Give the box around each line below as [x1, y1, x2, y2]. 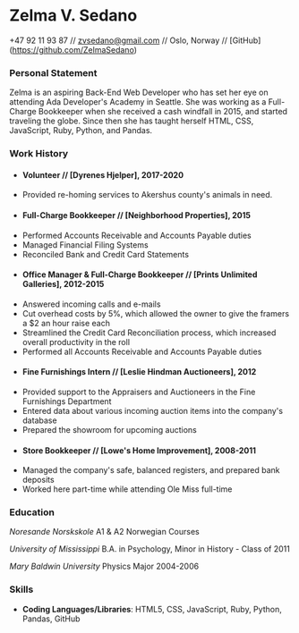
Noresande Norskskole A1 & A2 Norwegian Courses [9, 527, 200, 537]
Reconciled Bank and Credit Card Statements [21, 249, 190, 259]
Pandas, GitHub [21, 613, 81, 624]
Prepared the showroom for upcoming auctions [21, 424, 197, 435]
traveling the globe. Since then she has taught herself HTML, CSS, [9, 115, 254, 126]
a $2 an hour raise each [21, 317, 110, 328]
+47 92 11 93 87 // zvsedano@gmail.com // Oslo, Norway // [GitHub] [9, 35, 261, 46]
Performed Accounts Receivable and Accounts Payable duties [21, 230, 252, 241]
